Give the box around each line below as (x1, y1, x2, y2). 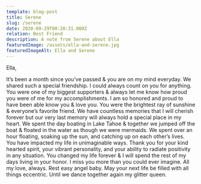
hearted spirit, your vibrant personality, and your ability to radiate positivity (6, 145, 191, 152)
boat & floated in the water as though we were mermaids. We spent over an (6, 126, 193, 133)
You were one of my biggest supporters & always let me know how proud (6, 88, 187, 96)
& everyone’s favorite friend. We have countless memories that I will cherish (6, 107, 194, 114)
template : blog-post (6, 8, 58, 15)
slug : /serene (6, 20, 42, 26)
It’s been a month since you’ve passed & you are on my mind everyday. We (6, 75, 191, 82)
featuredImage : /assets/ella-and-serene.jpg (6, 42, 119, 48)
